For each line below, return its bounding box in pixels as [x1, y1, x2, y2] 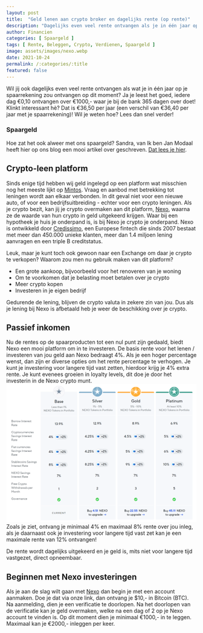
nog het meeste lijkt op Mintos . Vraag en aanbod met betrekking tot [6, 186, 174, 193]
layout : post [6, 10, 39, 16]
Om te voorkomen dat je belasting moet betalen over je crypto [14, 273, 170, 281]
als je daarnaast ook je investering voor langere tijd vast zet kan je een [6, 529, 181, 537]
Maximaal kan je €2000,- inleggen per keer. [6, 620, 115, 627]
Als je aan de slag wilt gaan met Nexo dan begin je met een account [6, 588, 175, 595]
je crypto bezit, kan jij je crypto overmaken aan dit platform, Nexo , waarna [6, 205, 190, 212]
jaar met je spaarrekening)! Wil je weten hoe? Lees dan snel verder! [6, 110, 174, 118]
